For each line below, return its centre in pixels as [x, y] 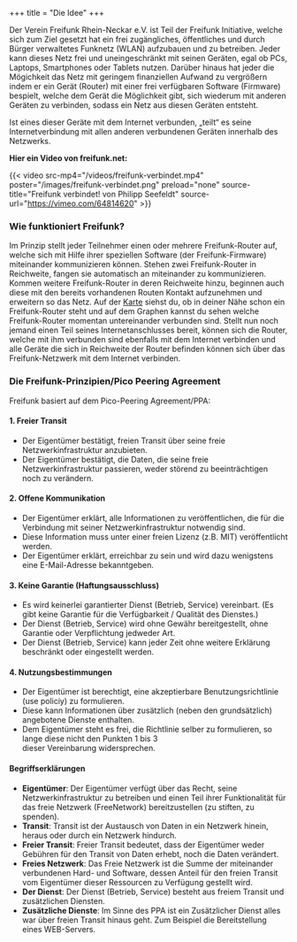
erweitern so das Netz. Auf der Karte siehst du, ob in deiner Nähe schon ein [147, 302]
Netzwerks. [30, 141]
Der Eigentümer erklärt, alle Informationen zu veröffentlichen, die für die [153, 518]
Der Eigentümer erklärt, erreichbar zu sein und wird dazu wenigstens [148, 555]
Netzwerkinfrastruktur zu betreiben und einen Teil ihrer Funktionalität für [154, 797]
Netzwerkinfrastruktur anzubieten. [84, 449]
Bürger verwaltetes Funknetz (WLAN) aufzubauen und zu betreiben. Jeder [145, 49]
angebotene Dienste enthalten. [78, 720]
